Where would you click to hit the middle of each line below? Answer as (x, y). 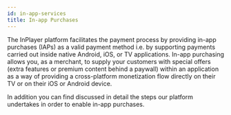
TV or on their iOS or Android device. (60, 83)
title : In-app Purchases (43, 20)
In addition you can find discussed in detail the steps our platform (100, 96)
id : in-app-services (37, 13)
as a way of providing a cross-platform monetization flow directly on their (111, 76)
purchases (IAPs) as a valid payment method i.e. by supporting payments (111, 47)
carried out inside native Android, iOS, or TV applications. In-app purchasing (116, 54)
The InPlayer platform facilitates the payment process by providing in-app (112, 39)
